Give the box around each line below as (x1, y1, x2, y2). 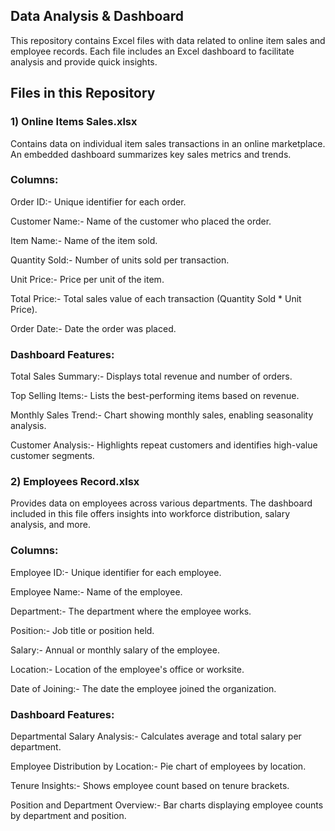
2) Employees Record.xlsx (10, 475, 140, 489)
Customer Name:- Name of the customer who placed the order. (10, 215, 272, 227)
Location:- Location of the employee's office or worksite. (10, 663, 245, 675)
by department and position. (10, 809, 127, 821)
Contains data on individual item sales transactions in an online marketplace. (10, 137, 326, 149)
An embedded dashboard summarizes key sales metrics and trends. (10, 148, 292, 160)
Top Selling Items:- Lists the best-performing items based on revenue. (10, 390, 300, 402)
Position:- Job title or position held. (10, 624, 155, 636)
